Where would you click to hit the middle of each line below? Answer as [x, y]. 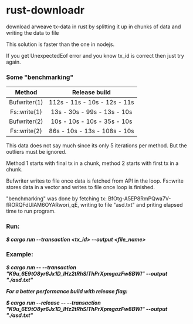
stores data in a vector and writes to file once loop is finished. [81, 187]
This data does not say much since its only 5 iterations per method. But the [97, 146]
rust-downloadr [45, 10]
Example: [20, 254]
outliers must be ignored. [36, 152]
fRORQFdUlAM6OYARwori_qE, [43, 205]
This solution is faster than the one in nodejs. [60, 44]
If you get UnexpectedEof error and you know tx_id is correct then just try [95, 55]
